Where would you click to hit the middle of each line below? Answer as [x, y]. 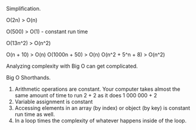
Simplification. [24, 9]
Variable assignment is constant [54, 102]
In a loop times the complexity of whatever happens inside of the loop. [100, 121]
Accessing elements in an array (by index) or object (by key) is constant [102, 108]
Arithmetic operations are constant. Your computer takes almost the [97, 89]
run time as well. [35, 114]
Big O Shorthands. [28, 77]
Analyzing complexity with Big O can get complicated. [72, 66]
